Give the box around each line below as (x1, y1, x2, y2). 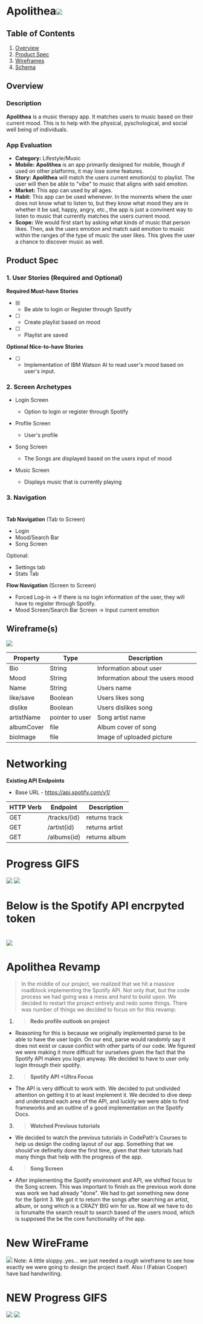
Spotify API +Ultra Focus (30, 1073, 94, 1080)
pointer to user (50, 713, 92, 722)
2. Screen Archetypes (6, 383, 72, 391)
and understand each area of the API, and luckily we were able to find (14, 1098, 189, 1105)
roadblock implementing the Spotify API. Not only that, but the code (21, 987, 190, 994)
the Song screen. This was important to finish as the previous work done (14, 1183, 196, 1190)
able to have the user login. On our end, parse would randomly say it (14, 1036, 185, 1043)
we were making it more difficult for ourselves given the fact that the (14, 1048, 185, 1056)
